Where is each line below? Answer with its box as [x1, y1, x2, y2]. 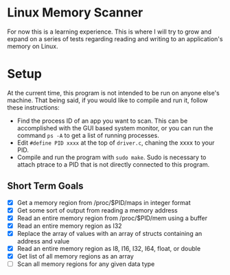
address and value [16, 237, 70, 245]
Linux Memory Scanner [7, 5, 143, 21]
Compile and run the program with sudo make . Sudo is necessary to [16, 153, 207, 161]
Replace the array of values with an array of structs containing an [16, 229, 203, 237]
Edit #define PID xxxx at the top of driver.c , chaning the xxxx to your [16, 139, 215, 147]
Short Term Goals [7, 180, 84, 192]
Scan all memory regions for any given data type [16, 260, 155, 268]
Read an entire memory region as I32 [16, 222, 122, 230]
